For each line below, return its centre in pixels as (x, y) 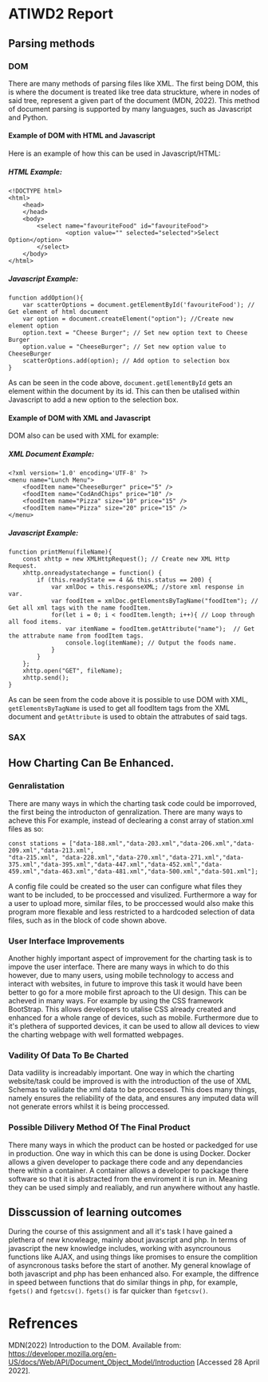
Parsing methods (52, 44)
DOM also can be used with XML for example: (84, 435)
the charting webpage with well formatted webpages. (96, 1035)
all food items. (35, 622)
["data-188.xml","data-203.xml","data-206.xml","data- (162, 844)
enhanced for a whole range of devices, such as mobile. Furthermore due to (134, 1018)
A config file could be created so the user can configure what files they (125, 886)
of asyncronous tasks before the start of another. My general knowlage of (130, 1265)
